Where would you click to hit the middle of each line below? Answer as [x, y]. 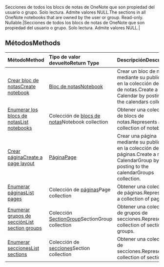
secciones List [23, 248]
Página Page [63, 157]
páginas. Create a [136, 154]
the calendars [133, 102]
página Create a [25, 157]
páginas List [21, 192]
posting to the [133, 166]
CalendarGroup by [138, 160]
